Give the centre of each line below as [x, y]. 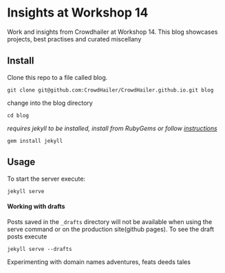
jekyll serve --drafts [40, 249]
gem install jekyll [35, 141]
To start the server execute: [46, 179]
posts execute [27, 236]
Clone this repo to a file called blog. [57, 77]
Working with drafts [36, 206]
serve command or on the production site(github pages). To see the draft [111, 229]
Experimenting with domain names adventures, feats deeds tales [99, 262]
